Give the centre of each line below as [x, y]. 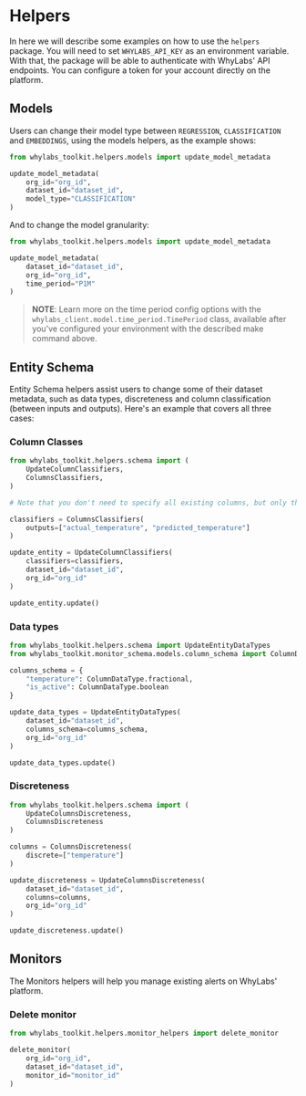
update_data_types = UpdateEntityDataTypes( [95, 713]
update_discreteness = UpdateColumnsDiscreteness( [107, 880]
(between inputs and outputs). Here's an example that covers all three [140, 409]
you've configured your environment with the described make [148, 329]
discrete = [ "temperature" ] [75, 856]
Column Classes [46, 442]
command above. [64, 339]
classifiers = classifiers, [75, 561]
